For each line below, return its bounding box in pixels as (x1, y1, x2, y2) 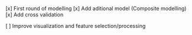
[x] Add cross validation (5, 11, 64, 18)
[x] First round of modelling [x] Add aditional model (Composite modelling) (5, 5, 187, 12)
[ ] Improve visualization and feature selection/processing (5, 23, 146, 29)
